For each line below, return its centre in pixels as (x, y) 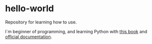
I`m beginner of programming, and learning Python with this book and (76, 31)
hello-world (30, 9)
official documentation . (29, 37)
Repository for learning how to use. (41, 22)
